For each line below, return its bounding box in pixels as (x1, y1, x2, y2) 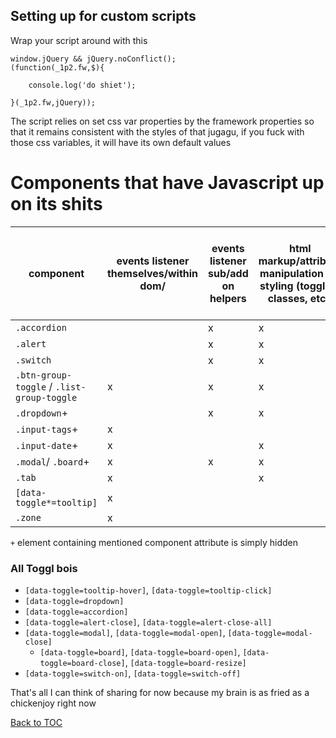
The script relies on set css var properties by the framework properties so (10, 115, 315, 127)
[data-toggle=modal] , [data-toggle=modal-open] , (24, 627, 226, 639)
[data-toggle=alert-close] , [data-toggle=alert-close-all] (24, 616, 273, 628)
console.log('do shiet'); (28, 80, 137, 90)
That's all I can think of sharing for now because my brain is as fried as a (10, 687, 310, 699)
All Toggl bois (10, 561, 78, 575)
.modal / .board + (15, 454, 90, 468)
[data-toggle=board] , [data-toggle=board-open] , (39, 646, 241, 658)
